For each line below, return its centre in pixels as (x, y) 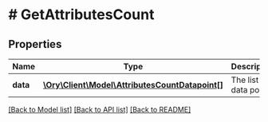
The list (245, 80)
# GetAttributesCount (81, 15)
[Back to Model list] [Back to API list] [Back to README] (100, 110)
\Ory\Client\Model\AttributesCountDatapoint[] (133, 85)
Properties (35, 44)
